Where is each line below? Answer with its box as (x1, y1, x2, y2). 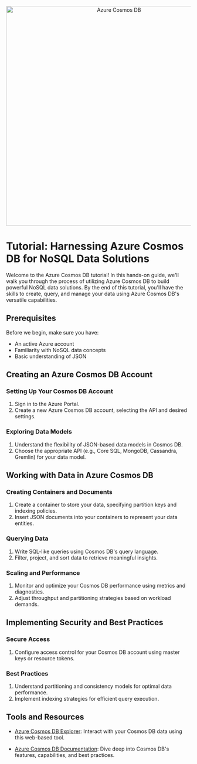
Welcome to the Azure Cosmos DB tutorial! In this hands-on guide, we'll (6, 271, 179, 278)
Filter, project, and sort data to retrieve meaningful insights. (14, 554, 158, 561)
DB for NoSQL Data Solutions (6, 252, 150, 265)
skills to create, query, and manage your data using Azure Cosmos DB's (6, 290, 180, 297)
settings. (14, 413, 36, 420)
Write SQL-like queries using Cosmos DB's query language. (14, 548, 159, 555)
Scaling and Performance (6, 568, 80, 577)
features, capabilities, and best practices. (14, 751, 115, 758)
